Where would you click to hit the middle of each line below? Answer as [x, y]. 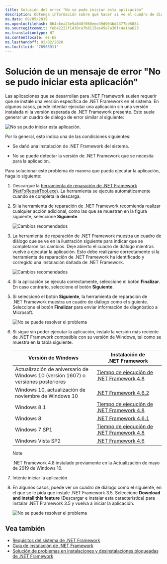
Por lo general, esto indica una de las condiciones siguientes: [68, 136]
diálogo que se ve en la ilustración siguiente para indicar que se [78, 241]
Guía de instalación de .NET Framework [53, 546]
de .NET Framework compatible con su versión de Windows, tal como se [87, 337]
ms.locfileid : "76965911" [32, 47]
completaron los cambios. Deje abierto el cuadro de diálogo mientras [83, 246]
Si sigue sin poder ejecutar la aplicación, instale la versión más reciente [85, 331]
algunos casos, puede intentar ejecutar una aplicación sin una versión [77, 106]
